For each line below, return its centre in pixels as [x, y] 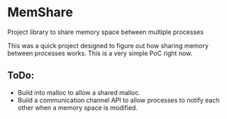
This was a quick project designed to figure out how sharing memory [108, 45]
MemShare [40, 12]
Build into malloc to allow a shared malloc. [79, 92]
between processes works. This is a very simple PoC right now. [100, 53]
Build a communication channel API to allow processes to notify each [118, 100]
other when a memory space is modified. [78, 108]
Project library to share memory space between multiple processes [106, 32]
